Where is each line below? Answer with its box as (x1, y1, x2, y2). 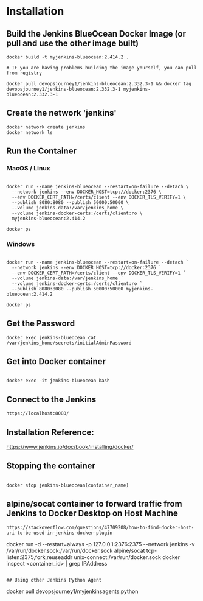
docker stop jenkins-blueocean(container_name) (6, 482, 129, 488)
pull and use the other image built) (6, 38, 139, 48)
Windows (6, 240, 35, 248)
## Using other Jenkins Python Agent (6, 577, 102, 583)
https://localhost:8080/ (6, 410, 69, 416)
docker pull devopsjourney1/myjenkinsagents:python (6, 588, 139, 595)
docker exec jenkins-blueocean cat (6, 334, 97, 340)
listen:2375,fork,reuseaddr (6, 553, 73, 561)
